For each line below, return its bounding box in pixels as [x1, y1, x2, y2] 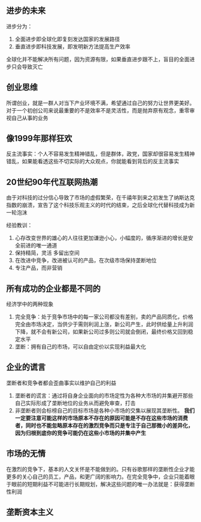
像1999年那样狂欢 [6, 133, 72, 144]
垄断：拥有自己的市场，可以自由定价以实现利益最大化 [14, 343, 147, 350]
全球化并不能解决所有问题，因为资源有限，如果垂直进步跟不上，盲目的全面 [6, 56, 190, 63]
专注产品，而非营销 [14, 264, 63, 271]
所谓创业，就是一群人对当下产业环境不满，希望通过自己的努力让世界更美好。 [6, 99, 195, 106]
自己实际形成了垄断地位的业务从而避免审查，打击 [14, 399, 136, 407]
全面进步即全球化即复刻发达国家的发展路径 [14, 35, 120, 42]
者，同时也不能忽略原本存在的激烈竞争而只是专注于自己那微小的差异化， [14, 422, 193, 429]
